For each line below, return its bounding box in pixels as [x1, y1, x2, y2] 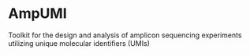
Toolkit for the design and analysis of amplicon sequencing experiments [8, 30, 242, 40]
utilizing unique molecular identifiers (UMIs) [8, 38, 150, 47]
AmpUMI [8, 5, 67, 23]
